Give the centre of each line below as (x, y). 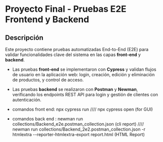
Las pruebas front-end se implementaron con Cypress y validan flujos (84, 69)
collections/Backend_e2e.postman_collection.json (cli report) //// (78, 124)
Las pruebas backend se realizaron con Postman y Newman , (75, 89)
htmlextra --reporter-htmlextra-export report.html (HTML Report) (78, 134)
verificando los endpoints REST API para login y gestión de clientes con (85, 95)
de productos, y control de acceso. (48, 80)
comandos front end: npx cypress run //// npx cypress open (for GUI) (82, 109)
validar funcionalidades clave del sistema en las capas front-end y (73, 55)
